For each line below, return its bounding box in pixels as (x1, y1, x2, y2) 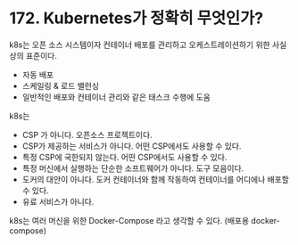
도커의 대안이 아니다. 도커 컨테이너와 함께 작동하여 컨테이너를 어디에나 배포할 (21, 174, 290, 184)
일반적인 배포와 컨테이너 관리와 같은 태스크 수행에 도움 (21, 91, 211, 102)
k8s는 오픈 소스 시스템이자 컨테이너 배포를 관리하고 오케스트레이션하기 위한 (9, 39, 270, 50)
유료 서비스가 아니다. (21, 196, 95, 207)
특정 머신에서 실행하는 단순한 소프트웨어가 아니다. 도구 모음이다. (21, 162, 244, 174)
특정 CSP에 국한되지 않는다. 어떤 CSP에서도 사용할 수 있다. (21, 151, 228, 162)
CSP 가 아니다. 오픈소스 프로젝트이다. (21, 129, 153, 140)
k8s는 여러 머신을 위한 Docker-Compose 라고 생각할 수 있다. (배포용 (9, 215, 250, 225)
